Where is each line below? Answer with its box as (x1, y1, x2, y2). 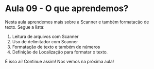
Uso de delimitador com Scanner (12, 38, 79, 44)
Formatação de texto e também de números (12, 44, 101, 50)
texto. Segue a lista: (5, 24, 45, 30)
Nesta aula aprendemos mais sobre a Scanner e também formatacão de (5, 19, 149, 25)
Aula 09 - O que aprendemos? (5, 3, 129, 14)
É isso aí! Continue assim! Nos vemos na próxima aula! (5, 58, 114, 64)
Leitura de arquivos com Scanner (12, 34, 79, 39)
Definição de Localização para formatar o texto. (12, 49, 108, 55)
